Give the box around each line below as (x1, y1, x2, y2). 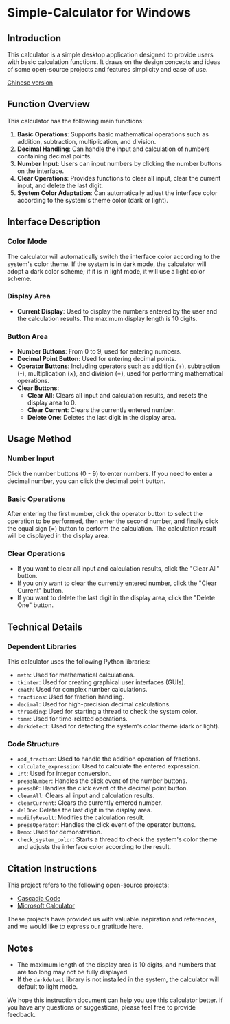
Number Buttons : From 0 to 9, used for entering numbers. (16, 347, 182, 356)
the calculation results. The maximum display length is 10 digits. (16, 314, 198, 322)
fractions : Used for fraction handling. (16, 693, 125, 701)
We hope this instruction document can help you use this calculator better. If (7, 996, 223, 1004)
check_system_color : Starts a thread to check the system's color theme (16, 835, 218, 843)
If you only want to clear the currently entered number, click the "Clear (16, 579, 218, 587)
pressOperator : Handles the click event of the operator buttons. (16, 821, 196, 829)
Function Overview (7, 99, 91, 110)
